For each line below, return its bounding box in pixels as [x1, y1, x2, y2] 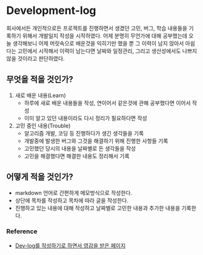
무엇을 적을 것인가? [6, 74, 74, 85]
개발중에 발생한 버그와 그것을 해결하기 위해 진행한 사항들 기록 [24, 137, 168, 144]
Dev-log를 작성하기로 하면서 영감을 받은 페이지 [15, 242, 126, 249]
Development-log [6, 4, 96, 18]
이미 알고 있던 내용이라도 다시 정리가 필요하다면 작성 [24, 114, 147, 121]
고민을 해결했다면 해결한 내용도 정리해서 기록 [24, 152, 130, 160]
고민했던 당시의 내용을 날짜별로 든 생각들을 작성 [24, 144, 136, 152]
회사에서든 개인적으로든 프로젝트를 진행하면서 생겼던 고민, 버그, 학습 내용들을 [6, 24, 188, 32]
